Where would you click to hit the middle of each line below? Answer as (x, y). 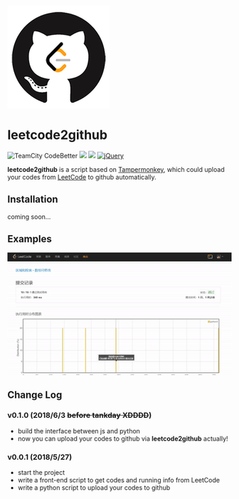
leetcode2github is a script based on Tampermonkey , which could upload (116, 169)
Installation (33, 199)
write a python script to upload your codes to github (94, 488)
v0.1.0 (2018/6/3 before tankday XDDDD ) (80, 416)
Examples (30, 239)
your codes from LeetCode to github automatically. (82, 177)
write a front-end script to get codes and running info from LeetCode (119, 480)
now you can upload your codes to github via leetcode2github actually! (123, 438)
